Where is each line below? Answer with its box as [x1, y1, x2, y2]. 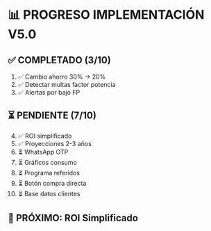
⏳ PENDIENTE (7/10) [8, 110, 96, 122]
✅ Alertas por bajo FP [17, 88, 81, 96]
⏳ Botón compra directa [17, 179, 87, 187]
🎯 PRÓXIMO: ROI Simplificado [8, 212, 138, 224]
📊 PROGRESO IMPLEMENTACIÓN [8, 7, 205, 23]
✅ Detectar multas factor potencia [17, 81, 117, 88]
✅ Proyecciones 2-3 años [17, 139, 92, 148]
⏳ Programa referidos [17, 168, 81, 177]
